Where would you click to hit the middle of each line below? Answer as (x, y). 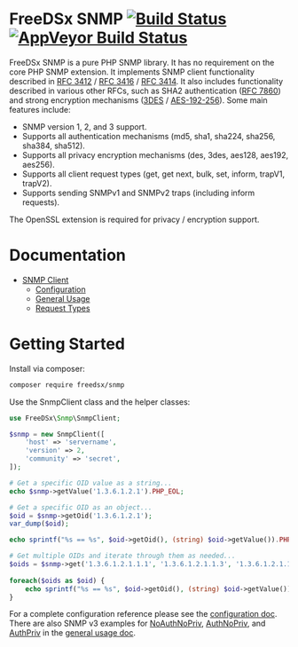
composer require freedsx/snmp (67, 385)
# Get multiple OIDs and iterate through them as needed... (123, 556)
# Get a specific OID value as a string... (91, 483)
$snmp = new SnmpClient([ (57, 434)
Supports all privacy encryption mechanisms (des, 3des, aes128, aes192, (155, 154)
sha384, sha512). (54, 146)
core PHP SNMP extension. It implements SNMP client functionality (132, 72)
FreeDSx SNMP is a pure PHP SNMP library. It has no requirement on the (142, 62)
